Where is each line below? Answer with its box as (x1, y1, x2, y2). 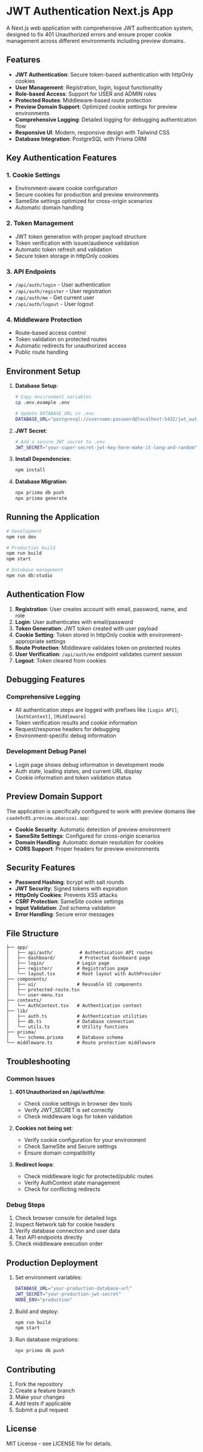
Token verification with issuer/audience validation (15, 239, 139, 247)
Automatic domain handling (15, 204, 84, 211)
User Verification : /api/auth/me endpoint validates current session (15, 650, 182, 658)
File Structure (6, 928, 59, 938)
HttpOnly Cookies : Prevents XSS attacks (15, 892, 118, 899)
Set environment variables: (15, 1273, 82, 1281)
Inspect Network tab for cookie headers (15, 1221, 115, 1228)
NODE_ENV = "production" (15, 1296, 73, 1303)
